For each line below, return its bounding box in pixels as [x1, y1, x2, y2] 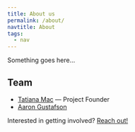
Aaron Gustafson [17, 102, 67, 111]
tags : [7, 30, 23, 37]
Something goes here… [7, 56, 76, 64]
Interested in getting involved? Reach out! [7, 116, 129, 124]
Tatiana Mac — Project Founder [17, 95, 110, 103]
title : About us [7, 10, 55, 18]
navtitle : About [7, 23, 55, 30]
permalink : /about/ [7, 17, 65, 24]
